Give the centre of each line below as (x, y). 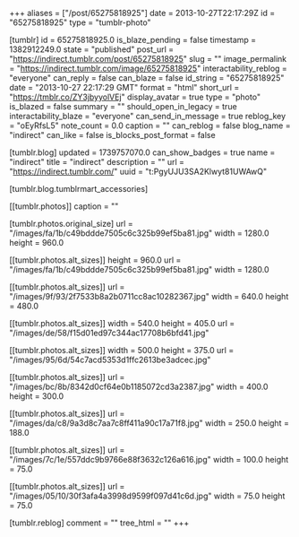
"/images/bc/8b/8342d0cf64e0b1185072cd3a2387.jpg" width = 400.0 (139, 386)
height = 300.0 (37, 396)
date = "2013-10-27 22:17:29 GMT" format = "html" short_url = (124, 87)
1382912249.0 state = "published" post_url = (92, 49)
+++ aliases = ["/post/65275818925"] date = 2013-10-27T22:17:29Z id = (142, 13)
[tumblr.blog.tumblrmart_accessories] (79, 189)
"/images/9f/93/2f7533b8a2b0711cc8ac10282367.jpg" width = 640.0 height (149, 296)
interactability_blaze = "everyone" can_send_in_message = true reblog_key (148, 116)
